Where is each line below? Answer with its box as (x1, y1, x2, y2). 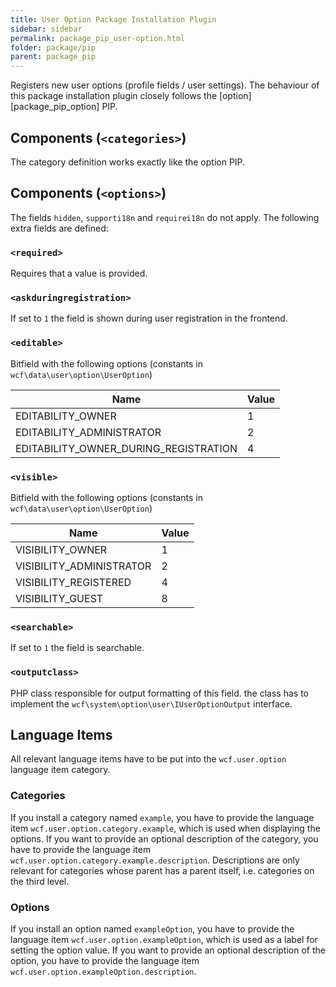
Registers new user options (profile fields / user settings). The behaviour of (10, 79, 320, 91)
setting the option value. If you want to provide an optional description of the (10, 944, 326, 956)
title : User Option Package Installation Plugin (10, 14, 217, 25)
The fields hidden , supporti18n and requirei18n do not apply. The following (10, 211, 320, 223)
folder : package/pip (10, 42, 97, 53)
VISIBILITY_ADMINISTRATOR (15, 559, 152, 573)
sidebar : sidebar (10, 24, 83, 34)
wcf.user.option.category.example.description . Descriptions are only (10, 854, 300, 866)
